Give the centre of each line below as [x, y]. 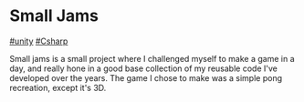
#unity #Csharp [39, 41]
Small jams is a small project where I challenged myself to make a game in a [152, 58]
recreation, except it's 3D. [58, 87]
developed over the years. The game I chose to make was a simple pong [146, 77]
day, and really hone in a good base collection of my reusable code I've [144, 68]
